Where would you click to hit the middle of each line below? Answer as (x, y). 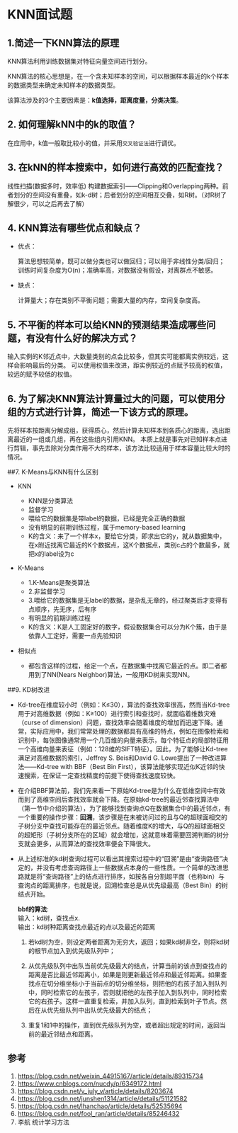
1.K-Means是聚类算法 (59, 583)
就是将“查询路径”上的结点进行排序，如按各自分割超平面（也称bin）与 (124, 877)
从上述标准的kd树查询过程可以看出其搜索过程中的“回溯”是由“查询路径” (120, 859)
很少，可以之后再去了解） (51, 203)
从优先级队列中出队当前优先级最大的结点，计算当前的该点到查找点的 (127, 966)
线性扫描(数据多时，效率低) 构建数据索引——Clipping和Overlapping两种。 (115, 186)
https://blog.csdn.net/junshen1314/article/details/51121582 (102, 1098)
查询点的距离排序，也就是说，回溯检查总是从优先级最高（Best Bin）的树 (123, 885)
